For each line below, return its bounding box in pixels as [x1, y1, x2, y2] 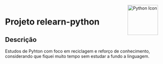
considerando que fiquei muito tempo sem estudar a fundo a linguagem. [5, 53, 149, 59]
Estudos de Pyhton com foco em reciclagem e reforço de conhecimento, [5, 48, 150, 54]
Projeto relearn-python [5, 16, 100, 27]
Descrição [5, 36, 37, 44]
